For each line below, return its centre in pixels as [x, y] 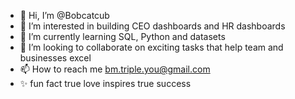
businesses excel [55, 58]
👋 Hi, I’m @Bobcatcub [64, 15]
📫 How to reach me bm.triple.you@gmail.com [115, 69]
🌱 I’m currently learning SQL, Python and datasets [122, 36]
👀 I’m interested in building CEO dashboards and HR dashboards [152, 26]
